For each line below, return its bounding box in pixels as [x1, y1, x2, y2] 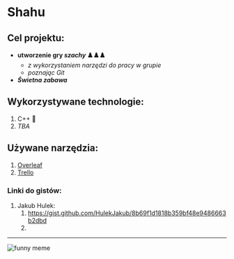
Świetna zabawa [17, 76, 68, 84]
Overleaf [17, 161, 43, 169]
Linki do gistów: [7, 186, 62, 195]
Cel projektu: [7, 32, 65, 44]
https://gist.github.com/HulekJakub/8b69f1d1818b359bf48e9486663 [27, 209, 226, 217]
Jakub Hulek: [17, 201, 56, 209]
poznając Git [27, 68, 65, 77]
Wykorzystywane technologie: [7, 96, 144, 108]
